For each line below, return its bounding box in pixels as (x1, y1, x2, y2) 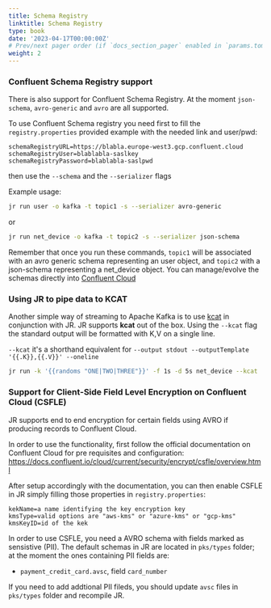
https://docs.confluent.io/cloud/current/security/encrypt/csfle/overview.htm (8, 456, 261, 466)
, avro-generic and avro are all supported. (29, 103, 169, 113)
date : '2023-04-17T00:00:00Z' (8, 34, 110, 43)
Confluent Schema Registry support (8, 76, 153, 87)
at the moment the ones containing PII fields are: (8, 551, 169, 560)
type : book (8, 27, 45, 35)
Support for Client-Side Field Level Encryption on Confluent (8, 386, 247, 398)
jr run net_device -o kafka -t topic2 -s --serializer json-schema (8, 233, 240, 241)
